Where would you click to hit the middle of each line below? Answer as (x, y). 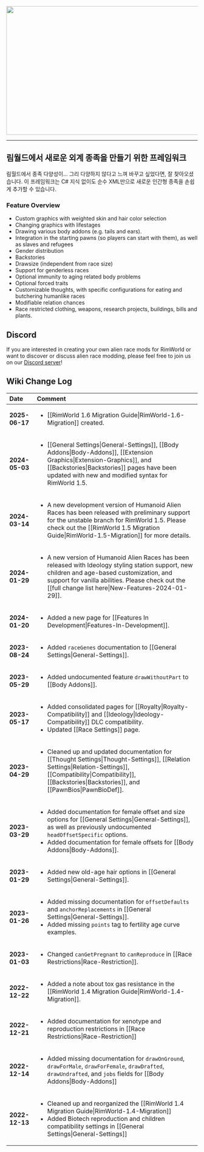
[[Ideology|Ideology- (134, 714)
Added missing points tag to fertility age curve (114, 924)
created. (92, 422)
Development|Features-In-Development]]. (108, 625)
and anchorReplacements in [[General (99, 909)
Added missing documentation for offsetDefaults (118, 902)
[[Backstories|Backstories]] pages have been (112, 467)
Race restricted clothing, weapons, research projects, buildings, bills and (106, 309)
